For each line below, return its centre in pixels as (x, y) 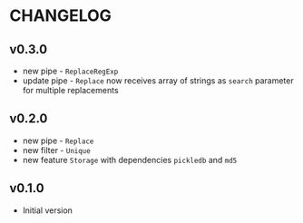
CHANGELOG (60, 16)
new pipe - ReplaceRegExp (70, 71)
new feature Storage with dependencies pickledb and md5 (130, 160)
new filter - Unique (56, 150)
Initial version (47, 210)
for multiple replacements (71, 90)
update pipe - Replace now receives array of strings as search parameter (158, 81)
